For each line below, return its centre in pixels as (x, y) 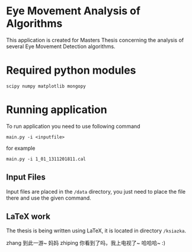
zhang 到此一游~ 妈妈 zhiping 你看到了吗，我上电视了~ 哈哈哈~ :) (86, 243)
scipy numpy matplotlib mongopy (46, 86)
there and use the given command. (49, 198)
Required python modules (71, 70)
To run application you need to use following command (73, 126)
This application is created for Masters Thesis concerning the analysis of (95, 40)
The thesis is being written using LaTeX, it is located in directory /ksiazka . (96, 231)
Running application (57, 110)
